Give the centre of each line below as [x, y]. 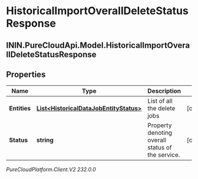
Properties [26, 74]
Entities [20, 109]
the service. [164, 155]
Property [159, 125]
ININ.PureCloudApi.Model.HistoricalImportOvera [98, 45]
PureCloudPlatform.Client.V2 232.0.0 [51, 170]
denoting [160, 133]
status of [159, 148]
